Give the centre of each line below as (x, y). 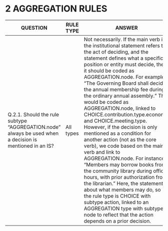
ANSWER (126, 28)
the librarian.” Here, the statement (123, 183)
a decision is (22, 139)
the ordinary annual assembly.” (120, 96)
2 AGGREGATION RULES (56, 9)
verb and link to (102, 152)
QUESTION (34, 28)
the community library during (118, 171)
